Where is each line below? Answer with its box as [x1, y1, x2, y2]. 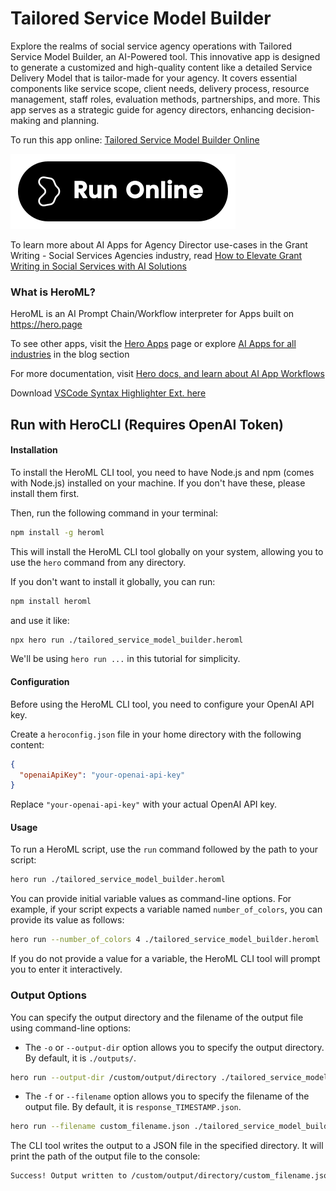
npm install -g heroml [10, 527, 105, 537]
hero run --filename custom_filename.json [10, 1122, 190, 1132]
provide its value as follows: [10, 914, 125, 926]
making [10, 114, 42, 126]
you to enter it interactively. [10, 963, 123, 976]
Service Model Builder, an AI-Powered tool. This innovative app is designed [10, 50, 321, 62]
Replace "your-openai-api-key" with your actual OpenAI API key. [10, 798, 278, 811]
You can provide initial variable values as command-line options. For [10, 893, 292, 905]
